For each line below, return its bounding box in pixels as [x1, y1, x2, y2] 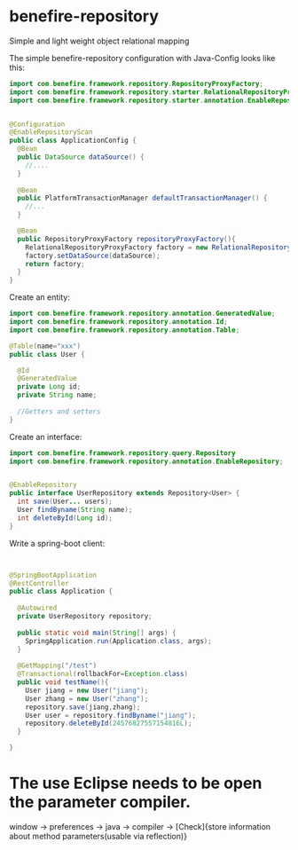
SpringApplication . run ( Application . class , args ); [25, 636, 213, 645]
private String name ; [17, 390, 98, 400]
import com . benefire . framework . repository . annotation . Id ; [9, 318, 228, 327]
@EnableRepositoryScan [9, 128, 93, 137]
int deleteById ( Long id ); [17, 513, 114, 523]
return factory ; [25, 259, 86, 268]
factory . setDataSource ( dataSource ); [25, 251, 161, 260]
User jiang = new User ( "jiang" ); [25, 686, 149, 695]
